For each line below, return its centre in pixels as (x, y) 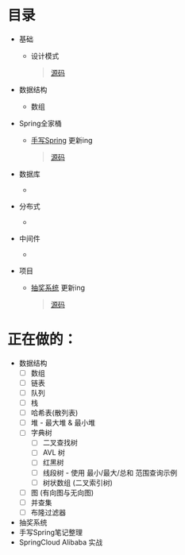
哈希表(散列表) (54, 413)
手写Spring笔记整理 (51, 532)
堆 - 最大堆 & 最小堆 (63, 423)
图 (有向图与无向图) (62, 492)
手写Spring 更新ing (62, 140)
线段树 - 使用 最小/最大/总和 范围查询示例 (110, 472)
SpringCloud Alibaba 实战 (61, 542)
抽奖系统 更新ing (58, 287)
